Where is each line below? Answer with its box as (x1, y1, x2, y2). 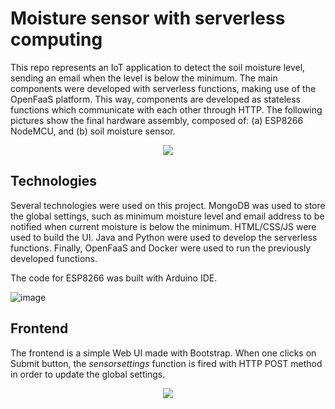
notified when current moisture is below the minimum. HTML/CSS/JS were (10, 220, 317, 232)
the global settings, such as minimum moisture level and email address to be (10, 210, 325, 222)
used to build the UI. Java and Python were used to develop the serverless (10, 231, 318, 243)
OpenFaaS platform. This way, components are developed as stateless (10, 93, 301, 105)
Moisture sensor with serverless (10, 7, 286, 30)
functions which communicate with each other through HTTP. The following (10, 103, 323, 116)
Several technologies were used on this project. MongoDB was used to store (10, 199, 326, 211)
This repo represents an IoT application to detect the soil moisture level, (10, 61, 306, 73)
